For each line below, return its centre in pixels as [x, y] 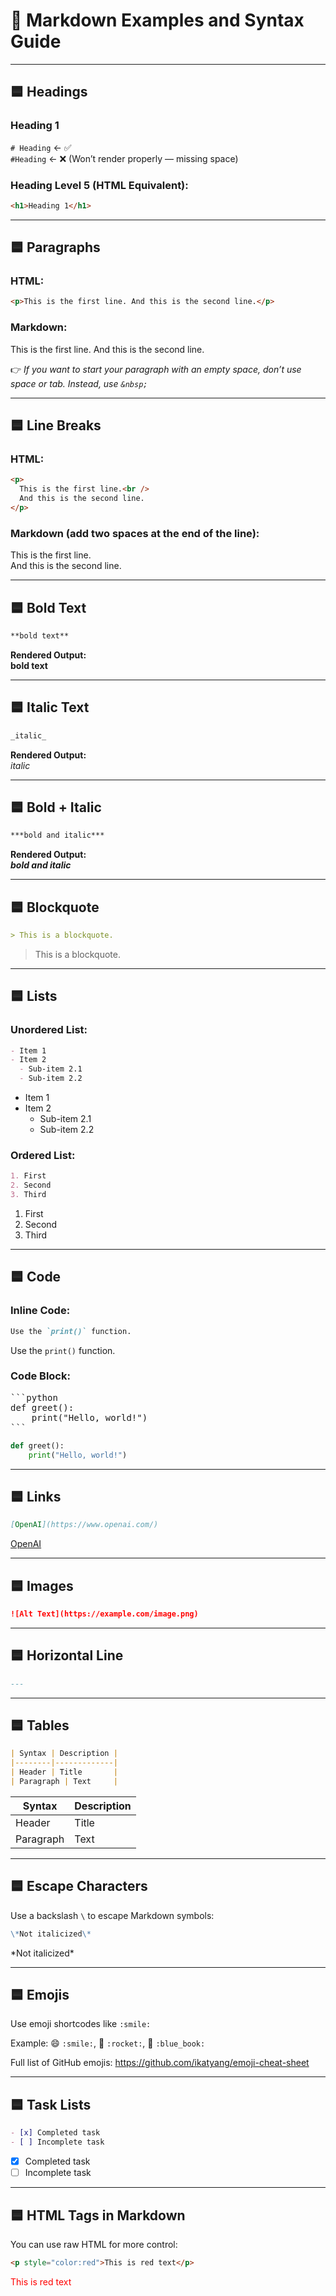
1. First [28, 1176]
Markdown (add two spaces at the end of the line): [135, 533]
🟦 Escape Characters [79, 1886]
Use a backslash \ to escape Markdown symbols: [112, 1915]
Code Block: [40, 1376]
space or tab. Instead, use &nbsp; [79, 383]
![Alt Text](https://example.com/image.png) [104, 1614]
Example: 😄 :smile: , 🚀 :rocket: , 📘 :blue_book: [108, 2043]
